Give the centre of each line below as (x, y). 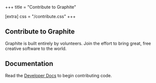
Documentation (29, 64)
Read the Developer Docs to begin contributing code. (58, 75)
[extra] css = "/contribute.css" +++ (40, 16)
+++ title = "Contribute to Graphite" (41, 7)
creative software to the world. (36, 49)
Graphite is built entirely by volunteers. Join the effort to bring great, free (78, 43)
